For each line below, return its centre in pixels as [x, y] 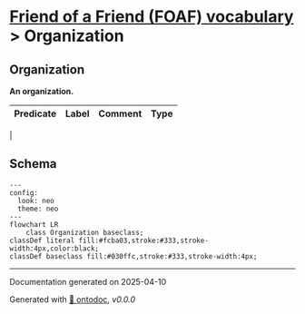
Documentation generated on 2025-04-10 [88, 281]
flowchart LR [34, 224]
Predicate [35, 113]
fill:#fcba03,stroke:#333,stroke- [143, 240]
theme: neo [38, 209]
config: [24, 192]
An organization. [42, 91]
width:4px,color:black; [54, 248]
